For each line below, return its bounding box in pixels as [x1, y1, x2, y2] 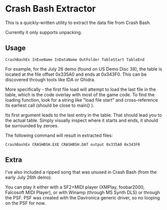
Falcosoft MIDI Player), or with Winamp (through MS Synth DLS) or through [5, 189, 160, 195]
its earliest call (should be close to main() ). [5, 102, 94, 108]
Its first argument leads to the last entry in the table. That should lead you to [5, 112, 162, 118]
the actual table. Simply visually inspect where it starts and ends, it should [5, 117, 158, 123]
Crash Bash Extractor [5, 3, 96, 15]
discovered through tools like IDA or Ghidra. [5, 76, 95, 83]
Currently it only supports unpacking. [5, 29, 82, 35]
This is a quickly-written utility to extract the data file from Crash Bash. [5, 20, 151, 26]
